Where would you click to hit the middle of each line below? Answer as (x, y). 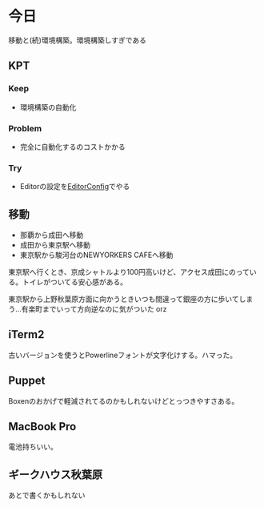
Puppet (27, 381)
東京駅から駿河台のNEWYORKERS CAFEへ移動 (96, 255)
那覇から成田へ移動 (52, 235)
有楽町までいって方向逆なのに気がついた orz (94, 309)
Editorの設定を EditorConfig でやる (75, 187)
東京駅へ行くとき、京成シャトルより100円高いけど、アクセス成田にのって (129, 272)
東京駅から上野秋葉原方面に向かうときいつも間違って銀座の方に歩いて (124, 299)
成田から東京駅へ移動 (55, 245)
